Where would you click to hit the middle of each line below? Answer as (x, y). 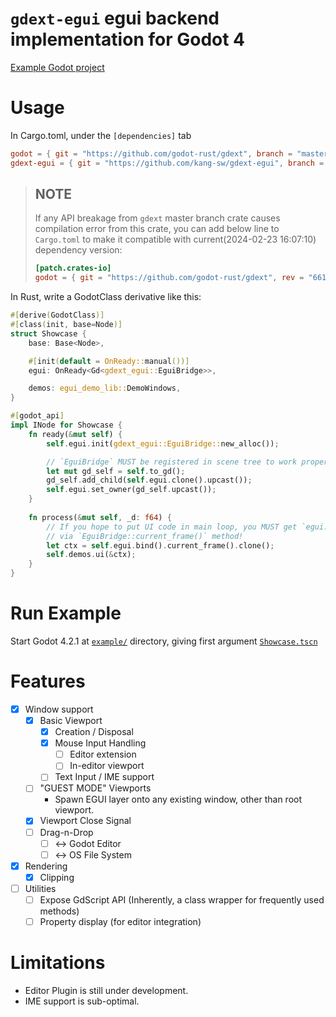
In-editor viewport (107, 766)
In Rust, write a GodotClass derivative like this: (106, 297)
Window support (59, 709)
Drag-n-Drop (66, 832)
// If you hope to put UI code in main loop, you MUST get (172, 527)
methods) (59, 911)
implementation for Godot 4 (128, 39)
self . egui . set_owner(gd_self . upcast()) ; (131, 490)
